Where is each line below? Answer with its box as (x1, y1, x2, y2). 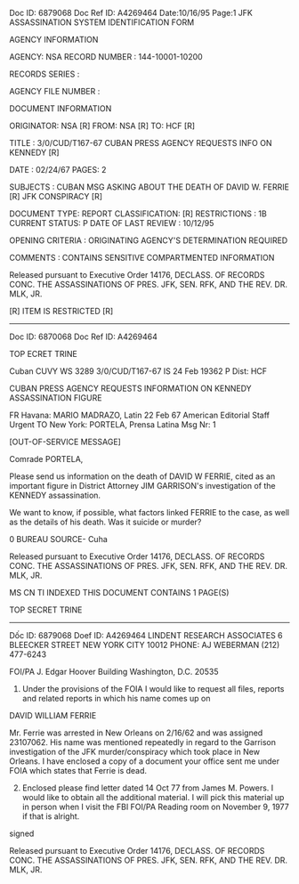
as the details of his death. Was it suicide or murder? (9, 516, 202, 527)
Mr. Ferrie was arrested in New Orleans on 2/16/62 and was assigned (9, 727, 263, 738)
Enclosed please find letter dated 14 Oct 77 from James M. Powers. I (21, 783, 274, 793)
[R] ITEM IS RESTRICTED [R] (9, 306, 114, 316)
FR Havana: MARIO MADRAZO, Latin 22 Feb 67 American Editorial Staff (9, 410, 270, 420)
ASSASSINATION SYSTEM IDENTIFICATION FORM (9, 17, 195, 28)
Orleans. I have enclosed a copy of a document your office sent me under (9, 756, 280, 766)
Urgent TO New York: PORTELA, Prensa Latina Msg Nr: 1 (9, 419, 216, 430)
